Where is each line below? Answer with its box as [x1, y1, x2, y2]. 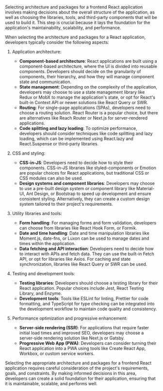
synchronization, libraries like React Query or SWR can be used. [19, 261, 147, 267]
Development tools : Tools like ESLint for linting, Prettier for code [19, 296, 149, 301]
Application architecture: [12, 49, 62, 54]
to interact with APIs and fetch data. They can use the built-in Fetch [19, 251, 154, 257]
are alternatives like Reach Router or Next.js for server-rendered [19, 115, 148, 121]
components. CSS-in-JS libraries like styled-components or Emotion [19, 165, 156, 171]
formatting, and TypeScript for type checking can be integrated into [19, 301, 155, 306]
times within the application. [19, 241, 76, 246]
